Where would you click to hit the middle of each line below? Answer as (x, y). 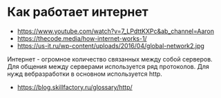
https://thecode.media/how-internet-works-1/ (82, 38)
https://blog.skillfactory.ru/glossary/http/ (75, 87)
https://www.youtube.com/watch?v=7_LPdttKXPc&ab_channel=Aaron (116, 31)
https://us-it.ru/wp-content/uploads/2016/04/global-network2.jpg (111, 46)
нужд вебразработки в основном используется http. (85, 74)
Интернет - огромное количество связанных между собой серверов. (110, 59)
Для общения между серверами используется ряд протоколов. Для (108, 66)
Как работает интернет (78, 12)
